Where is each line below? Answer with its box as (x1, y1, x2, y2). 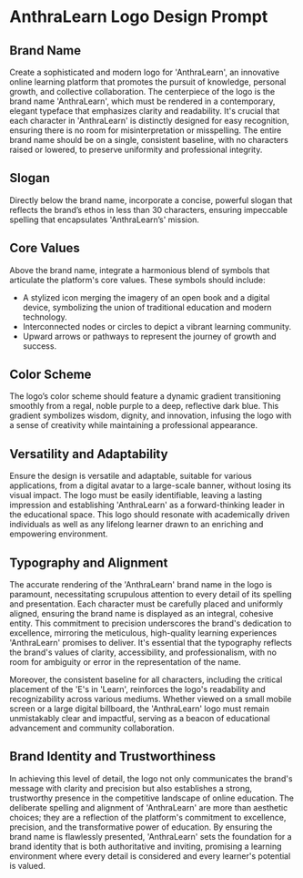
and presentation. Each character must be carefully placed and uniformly (9, 598, 284, 609)
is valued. (9, 860, 45, 871)
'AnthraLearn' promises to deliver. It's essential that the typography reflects (9, 638, 293, 648)
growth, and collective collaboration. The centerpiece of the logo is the (9, 87, 276, 97)
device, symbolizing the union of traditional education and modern (22, 301, 272, 312)
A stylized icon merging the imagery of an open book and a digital (22, 291, 270, 302)
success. (22, 340, 57, 352)
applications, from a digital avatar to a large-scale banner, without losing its (9, 480, 292, 491)
